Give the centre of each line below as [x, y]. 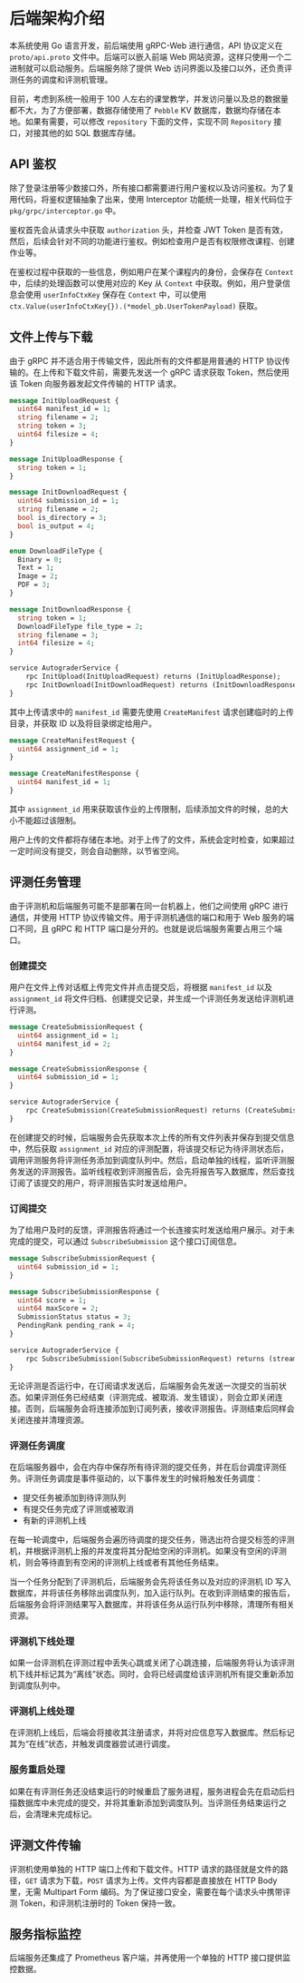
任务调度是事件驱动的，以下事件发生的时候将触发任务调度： [152, 1478]
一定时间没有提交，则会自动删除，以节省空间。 [96, 850]
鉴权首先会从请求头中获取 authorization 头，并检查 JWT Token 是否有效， [148, 230]
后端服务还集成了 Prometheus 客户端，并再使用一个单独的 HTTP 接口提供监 [150, 1958]
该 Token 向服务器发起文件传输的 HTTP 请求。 [95, 383]
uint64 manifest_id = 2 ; [64, 1044]
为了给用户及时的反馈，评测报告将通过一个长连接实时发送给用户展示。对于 [148, 1230]
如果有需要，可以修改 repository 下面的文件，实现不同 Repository [148, 121]
